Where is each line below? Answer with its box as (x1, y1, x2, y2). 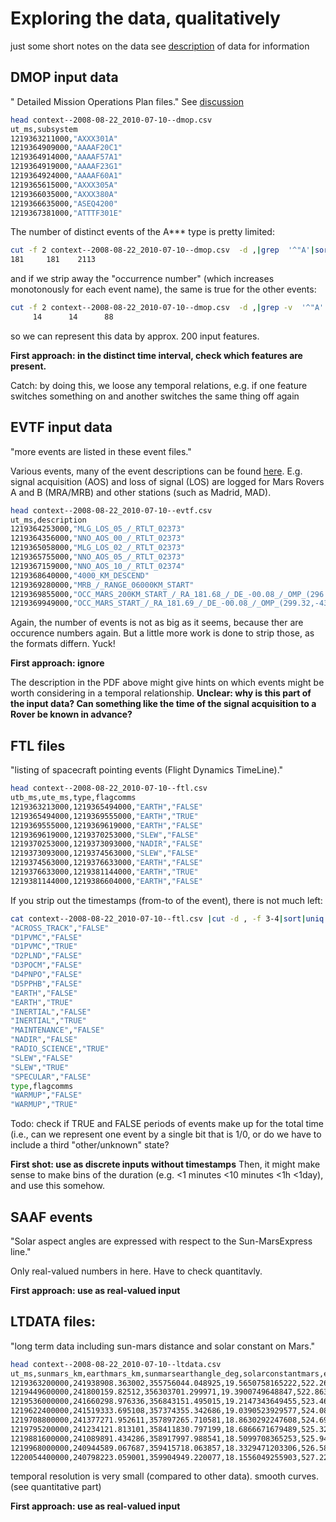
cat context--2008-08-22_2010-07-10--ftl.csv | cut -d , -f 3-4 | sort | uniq (10, 913, 325, 924)
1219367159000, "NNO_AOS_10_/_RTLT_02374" (10, 561, 186, 571)
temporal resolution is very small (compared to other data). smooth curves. (10, 1470, 320, 1482)
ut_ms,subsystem (10, 124, 78, 134)
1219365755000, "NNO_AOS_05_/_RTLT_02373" (10, 552, 186, 562)
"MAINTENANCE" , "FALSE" (10, 1025, 105, 1036)
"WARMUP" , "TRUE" (10, 1100, 78, 1110)
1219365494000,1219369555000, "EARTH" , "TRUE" (10, 811, 199, 821)
